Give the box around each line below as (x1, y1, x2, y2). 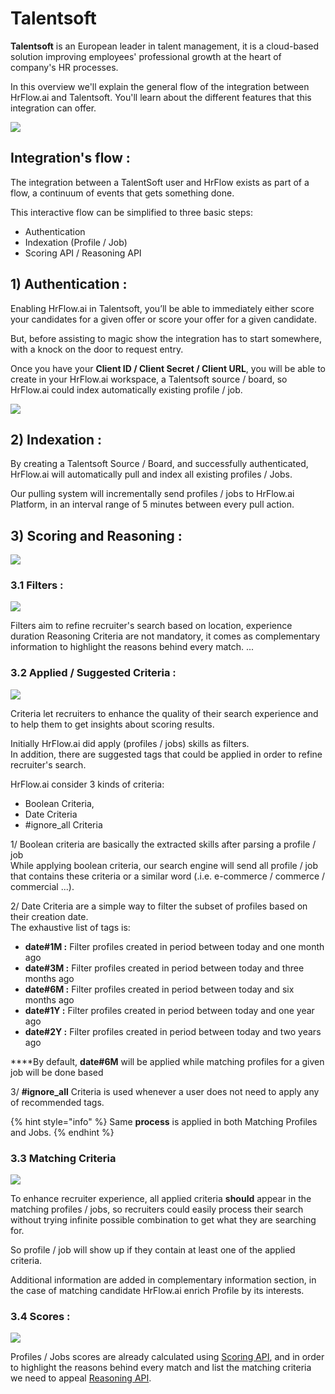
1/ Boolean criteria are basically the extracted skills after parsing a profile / (10, 838, 317, 850)
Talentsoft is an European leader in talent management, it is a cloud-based (10, 40, 320, 52)
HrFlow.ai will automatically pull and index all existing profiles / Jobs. (10, 468, 293, 481)
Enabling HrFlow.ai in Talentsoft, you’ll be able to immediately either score (10, 302, 315, 314)
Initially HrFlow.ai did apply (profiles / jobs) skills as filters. (10, 737, 250, 749)
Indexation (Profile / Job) (24, 236, 128, 248)
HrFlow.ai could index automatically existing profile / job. (10, 383, 243, 396)
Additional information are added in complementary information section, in (10, 1274, 317, 1286)
